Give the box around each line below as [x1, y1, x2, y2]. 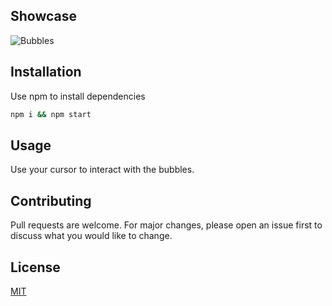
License [10, 259, 61, 276]
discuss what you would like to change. [10, 230, 173, 242]
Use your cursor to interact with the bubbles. [10, 164, 195, 176]
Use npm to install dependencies [10, 90, 146, 102]
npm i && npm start [10, 109, 92, 119]
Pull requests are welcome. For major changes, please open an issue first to [10, 219, 323, 231]
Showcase [10, 8, 78, 25]
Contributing [10, 192, 92, 209]
